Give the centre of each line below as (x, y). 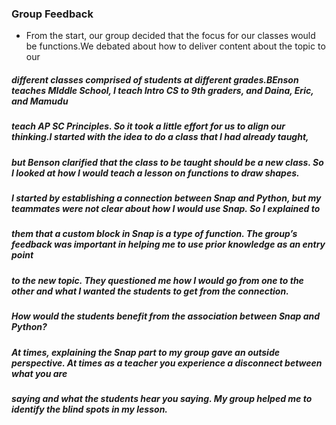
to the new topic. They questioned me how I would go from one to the (157, 280)
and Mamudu (40, 101)
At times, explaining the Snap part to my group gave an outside (145, 352)
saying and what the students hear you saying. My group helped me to (162, 398)
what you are (39, 373)
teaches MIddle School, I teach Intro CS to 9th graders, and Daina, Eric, (162, 90)
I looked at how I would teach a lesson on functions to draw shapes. (155, 173)
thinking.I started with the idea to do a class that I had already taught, (160, 137)
